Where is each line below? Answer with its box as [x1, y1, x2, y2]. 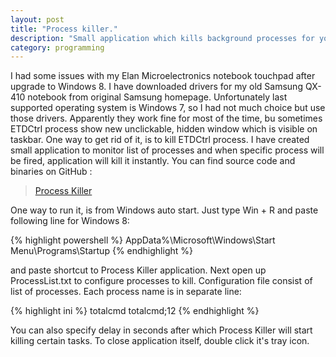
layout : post [10, 14, 65, 25]
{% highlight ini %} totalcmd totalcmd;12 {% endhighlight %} [10, 305, 260, 317]
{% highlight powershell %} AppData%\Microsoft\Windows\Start [10, 234, 276, 246]
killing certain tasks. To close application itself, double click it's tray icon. [10, 335, 310, 347]
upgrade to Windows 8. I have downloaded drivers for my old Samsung [10, 81, 303, 93]
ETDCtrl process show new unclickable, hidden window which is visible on [10, 123, 318, 135]
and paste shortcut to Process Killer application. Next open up [10, 264, 267, 276]
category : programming [10, 42, 105, 53]
